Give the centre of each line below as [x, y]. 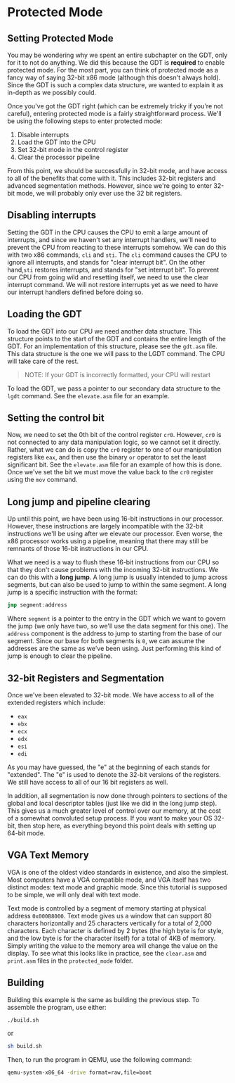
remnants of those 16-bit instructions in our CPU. [78, 549]
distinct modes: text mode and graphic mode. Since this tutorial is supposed [117, 887]
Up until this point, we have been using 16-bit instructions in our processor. [116, 519]
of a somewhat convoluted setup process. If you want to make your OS [110, 818]
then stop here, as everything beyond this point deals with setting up [117, 825]
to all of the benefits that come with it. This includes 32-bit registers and [112, 178]
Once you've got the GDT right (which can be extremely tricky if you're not [115, 106]
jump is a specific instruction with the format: [73, 593]
